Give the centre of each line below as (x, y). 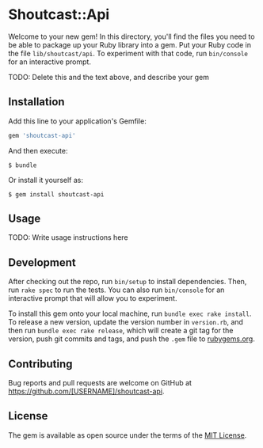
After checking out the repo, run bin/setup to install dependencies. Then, (128, 282)
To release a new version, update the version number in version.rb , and (126, 322)
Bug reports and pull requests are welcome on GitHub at (100, 383)
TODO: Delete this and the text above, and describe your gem (109, 77)
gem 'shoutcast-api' (42, 135)
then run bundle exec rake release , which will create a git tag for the (121, 331)
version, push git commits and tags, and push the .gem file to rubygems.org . (132, 339)
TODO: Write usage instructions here (68, 237)
